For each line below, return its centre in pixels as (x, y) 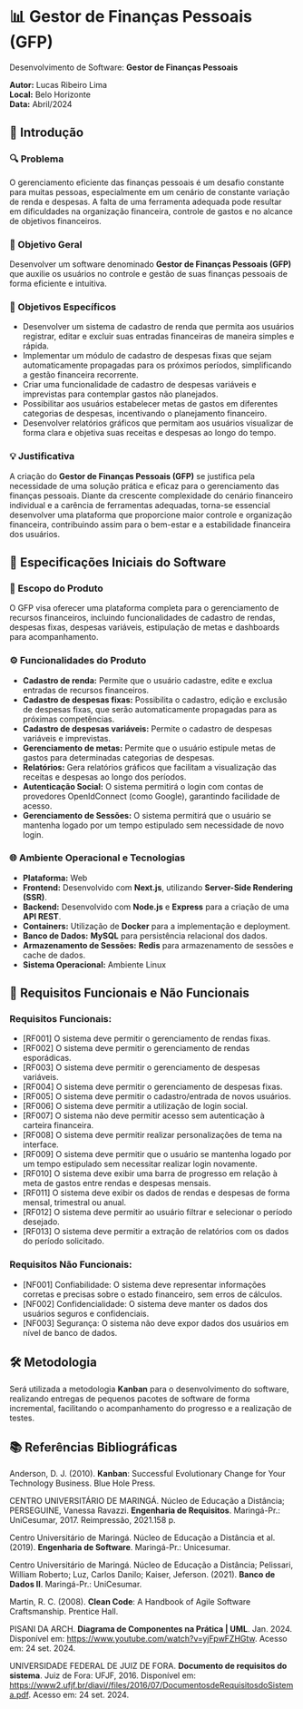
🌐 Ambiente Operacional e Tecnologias (98, 858)
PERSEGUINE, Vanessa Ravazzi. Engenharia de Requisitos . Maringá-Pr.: (145, 1510)
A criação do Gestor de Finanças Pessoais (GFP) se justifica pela (132, 476)
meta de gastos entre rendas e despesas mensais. (117, 1184)
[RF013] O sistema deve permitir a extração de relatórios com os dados (156, 1232)
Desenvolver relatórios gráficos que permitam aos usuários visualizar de (158, 423)
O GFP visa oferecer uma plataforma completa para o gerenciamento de (144, 608)
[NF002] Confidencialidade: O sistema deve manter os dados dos (145, 1303)
